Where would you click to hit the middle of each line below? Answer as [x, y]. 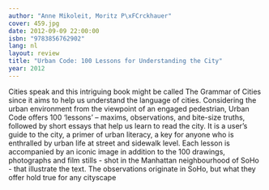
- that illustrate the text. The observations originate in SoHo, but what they [132, 169]
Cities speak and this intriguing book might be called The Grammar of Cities [135, 91]
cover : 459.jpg [34, 23]
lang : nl [23, 46]
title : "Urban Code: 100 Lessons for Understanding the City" [115, 61]
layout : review [34, 53]
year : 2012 [27, 69]
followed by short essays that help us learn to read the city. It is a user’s [128, 125]
